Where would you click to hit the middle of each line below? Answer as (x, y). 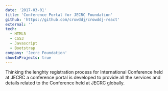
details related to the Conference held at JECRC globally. (65, 83)
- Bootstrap (23, 48)
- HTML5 (18, 34)
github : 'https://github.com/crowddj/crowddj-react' (63, 19)
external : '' (19, 24)
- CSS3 (17, 39)
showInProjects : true (28, 58)
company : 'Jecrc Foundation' (36, 53)
